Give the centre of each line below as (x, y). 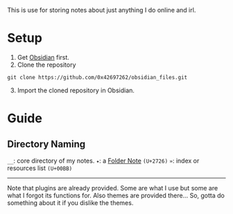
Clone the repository (46, 65)
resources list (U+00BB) (40, 168)
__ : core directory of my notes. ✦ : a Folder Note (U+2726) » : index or (103, 160)
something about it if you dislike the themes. (70, 203)
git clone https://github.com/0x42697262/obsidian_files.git (97, 77)
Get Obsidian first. (43, 57)
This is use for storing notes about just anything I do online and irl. (102, 10)
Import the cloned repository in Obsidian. (76, 90)
